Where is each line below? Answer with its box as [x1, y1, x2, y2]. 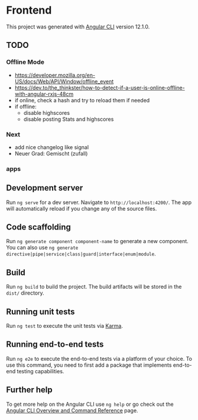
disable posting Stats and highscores [23, 115, 114, 122]
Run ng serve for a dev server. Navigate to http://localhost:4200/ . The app [6, 199, 192, 206]
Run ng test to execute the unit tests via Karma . [6, 322, 123, 329]
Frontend [6, 4, 52, 17]
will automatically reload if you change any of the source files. [6, 205, 157, 212]
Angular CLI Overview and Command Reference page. [6, 406, 138, 414]
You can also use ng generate [6, 244, 79, 251]
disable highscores [23, 109, 70, 116]
